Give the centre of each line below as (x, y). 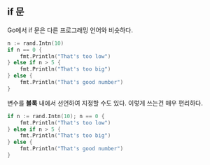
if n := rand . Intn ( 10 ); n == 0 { (56, 116)
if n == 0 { (24, 50)
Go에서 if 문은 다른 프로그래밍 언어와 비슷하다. (70, 30)
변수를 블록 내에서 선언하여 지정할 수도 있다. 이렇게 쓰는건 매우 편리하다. (105, 103)
